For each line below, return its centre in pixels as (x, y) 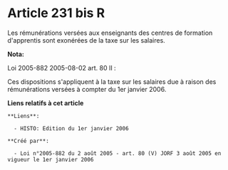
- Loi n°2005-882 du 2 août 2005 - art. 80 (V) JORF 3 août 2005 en (118, 153)
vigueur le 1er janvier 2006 (51, 159)
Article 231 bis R (56, 13)
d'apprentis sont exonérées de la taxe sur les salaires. (86, 40)
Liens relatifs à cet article (46, 103)
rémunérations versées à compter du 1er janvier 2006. (87, 89)
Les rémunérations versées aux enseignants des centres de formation (110, 33)
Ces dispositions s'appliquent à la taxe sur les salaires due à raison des (112, 81)
